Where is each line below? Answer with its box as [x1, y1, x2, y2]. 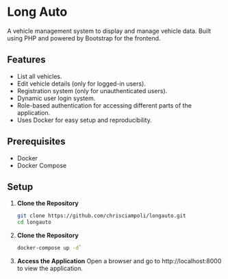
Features [7, 54, 46, 66]
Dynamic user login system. [16, 94, 96, 102]
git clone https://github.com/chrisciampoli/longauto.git [16, 213, 186, 219]
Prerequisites [7, 136, 66, 147]
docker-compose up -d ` [16, 245, 82, 252]
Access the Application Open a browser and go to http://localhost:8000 [16, 257, 222, 265]
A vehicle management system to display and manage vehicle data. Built [7, 27, 212, 35]
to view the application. [16, 265, 84, 272]
